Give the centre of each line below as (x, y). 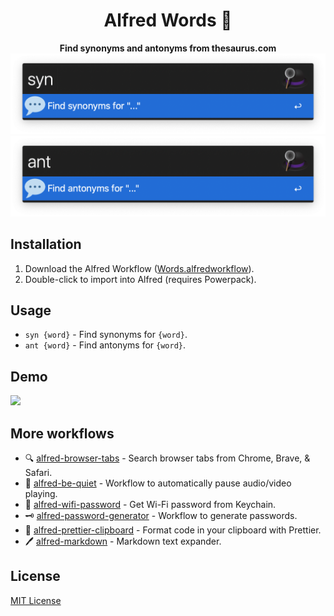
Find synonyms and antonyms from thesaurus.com (168, 48)
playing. (41, 494)
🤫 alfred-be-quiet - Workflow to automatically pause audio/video (158, 483)
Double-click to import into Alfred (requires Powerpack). (140, 279)
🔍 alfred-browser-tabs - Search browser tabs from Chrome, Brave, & (167, 458)
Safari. (38, 473)
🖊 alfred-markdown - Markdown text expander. (123, 541)
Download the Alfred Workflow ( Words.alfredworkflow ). (139, 268)
